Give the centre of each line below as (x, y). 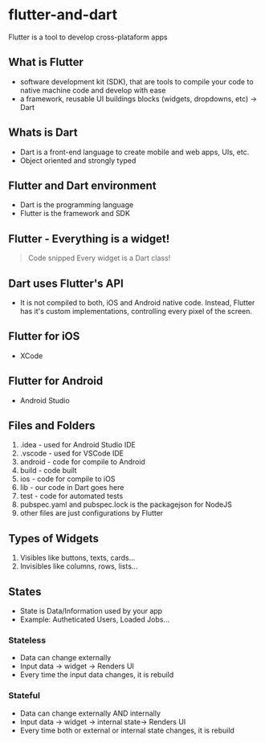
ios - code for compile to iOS (67, 479)
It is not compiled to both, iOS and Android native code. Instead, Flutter (137, 302)
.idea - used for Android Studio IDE (78, 445)
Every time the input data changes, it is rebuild (97, 675)
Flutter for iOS (44, 336)
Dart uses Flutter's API (66, 283)
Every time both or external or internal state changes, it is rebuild (127, 730)
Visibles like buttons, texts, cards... (77, 558)
